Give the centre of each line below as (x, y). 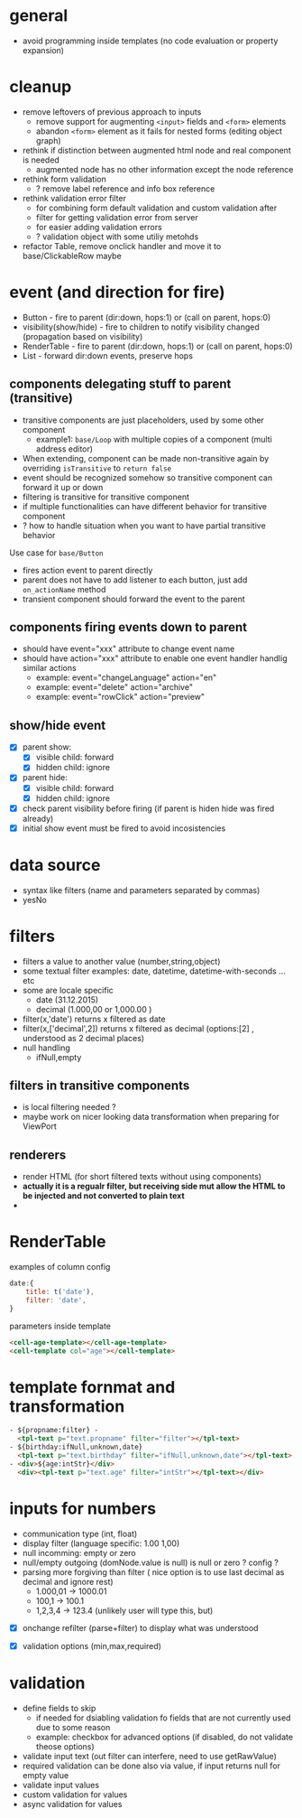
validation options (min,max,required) (92, 1646)
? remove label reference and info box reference (125, 188)
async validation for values (72, 1804)
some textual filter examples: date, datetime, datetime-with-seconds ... (154, 971)
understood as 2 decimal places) (83, 1038)
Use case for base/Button (56, 553)
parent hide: (45, 778)
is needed (41, 160)
